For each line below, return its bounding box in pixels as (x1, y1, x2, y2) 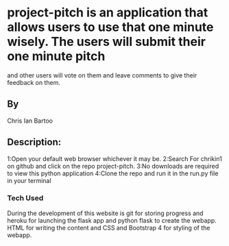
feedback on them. (7, 78, 60, 86)
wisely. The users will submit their (7, 34, 206, 49)
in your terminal (7, 176, 51, 184)
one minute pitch (7, 49, 106, 64)
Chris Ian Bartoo (7, 116, 53, 125)
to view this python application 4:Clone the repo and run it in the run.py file (7, 169, 219, 177)
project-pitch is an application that (7, 5, 208, 21)
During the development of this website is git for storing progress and (7, 209, 204, 217)
